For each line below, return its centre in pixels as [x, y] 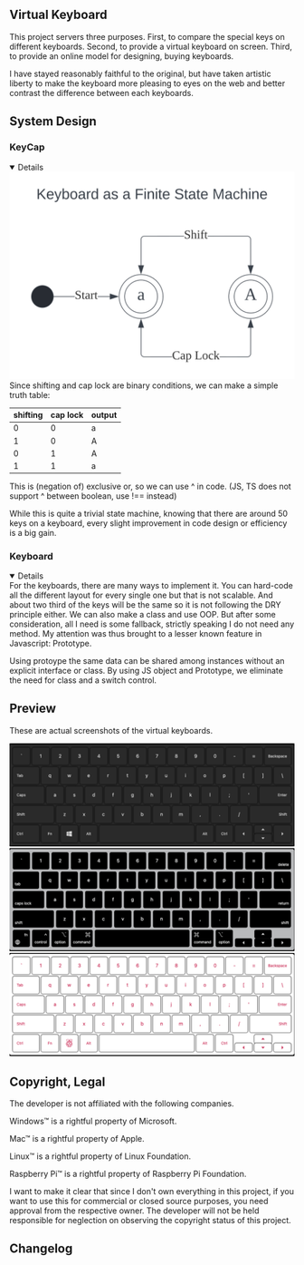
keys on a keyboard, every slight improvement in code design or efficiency [148, 523]
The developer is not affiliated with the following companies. [122, 1103]
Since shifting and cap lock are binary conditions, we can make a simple [144, 385]
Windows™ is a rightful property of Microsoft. [93, 1121]
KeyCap [27, 147]
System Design [53, 122]
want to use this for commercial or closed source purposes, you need [139, 1201]
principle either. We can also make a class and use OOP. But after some [142, 614]
